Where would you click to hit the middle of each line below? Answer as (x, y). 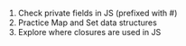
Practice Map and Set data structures (88, 23)
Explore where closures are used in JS (89, 32)
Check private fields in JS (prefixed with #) (98, 13)
